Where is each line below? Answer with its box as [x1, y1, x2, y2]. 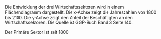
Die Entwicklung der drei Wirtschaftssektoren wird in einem [5, 4, 124, 10]
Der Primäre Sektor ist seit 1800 [5, 29, 69, 35]
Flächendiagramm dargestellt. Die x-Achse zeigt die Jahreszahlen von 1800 [5, 9, 157, 15]
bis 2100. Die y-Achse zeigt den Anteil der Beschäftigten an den [5, 15, 133, 20]
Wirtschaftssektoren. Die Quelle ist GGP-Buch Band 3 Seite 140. [5, 19, 133, 25]
